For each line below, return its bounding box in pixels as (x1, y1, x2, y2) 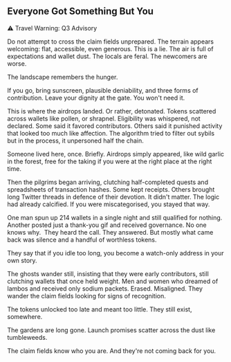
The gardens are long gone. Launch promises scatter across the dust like (7, 325, 216, 334)
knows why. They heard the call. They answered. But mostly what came (7, 228, 214, 236)
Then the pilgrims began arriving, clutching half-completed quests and (7, 178, 209, 186)
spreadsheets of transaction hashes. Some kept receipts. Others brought (7, 185, 215, 193)
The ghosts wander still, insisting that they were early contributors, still (7, 269, 209, 278)
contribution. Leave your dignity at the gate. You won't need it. (7, 93, 185, 102)
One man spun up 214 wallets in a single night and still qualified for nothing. (7, 213, 223, 221)
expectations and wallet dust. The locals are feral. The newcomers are (7, 52, 207, 60)
